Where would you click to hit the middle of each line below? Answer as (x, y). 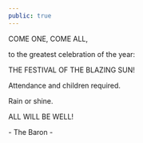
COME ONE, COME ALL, (48, 39)
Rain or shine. (31, 100)
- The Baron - (31, 132)
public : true (30, 16)
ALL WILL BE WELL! (41, 116)
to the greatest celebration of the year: (72, 54)
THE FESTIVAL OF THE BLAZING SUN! (72, 70)
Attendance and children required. (65, 85)
